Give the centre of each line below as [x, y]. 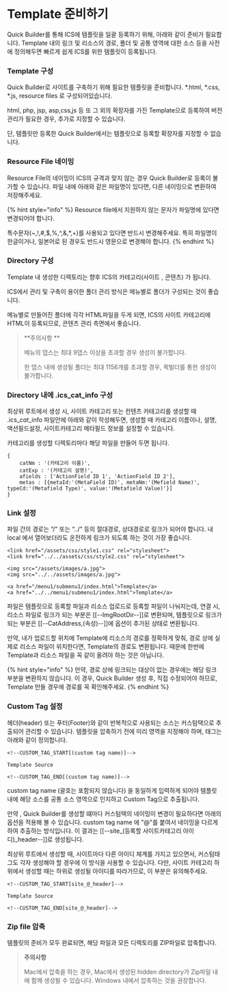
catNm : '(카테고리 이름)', [55, 464]
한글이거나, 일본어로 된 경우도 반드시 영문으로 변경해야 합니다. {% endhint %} [111, 241]
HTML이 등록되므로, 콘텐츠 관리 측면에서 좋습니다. [74, 323]
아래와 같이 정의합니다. [37, 740]
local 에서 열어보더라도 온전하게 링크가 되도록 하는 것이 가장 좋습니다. [99, 538]
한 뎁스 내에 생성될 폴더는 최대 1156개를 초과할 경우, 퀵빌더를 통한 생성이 [120, 367]
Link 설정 [22, 513]
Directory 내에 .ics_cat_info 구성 [60, 395]
